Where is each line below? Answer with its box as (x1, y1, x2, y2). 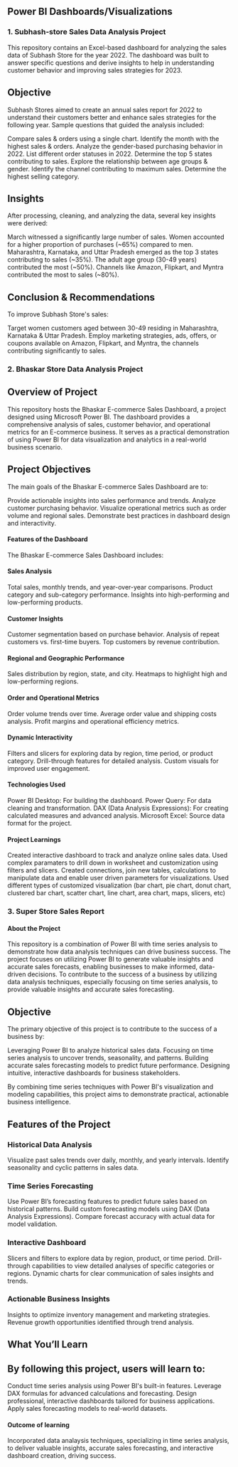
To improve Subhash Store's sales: (7, 310, 109, 319)
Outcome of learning (7, 1420, 70, 1429)
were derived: (7, 219, 48, 228)
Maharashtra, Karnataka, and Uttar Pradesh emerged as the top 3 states (7, 248, 219, 257)
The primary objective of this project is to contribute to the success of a (7, 1025, 218, 1033)
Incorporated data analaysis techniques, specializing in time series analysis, (7, 1436, 229, 1445)
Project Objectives (7, 464, 91, 476)
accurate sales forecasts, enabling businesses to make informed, (7, 963, 198, 971)
